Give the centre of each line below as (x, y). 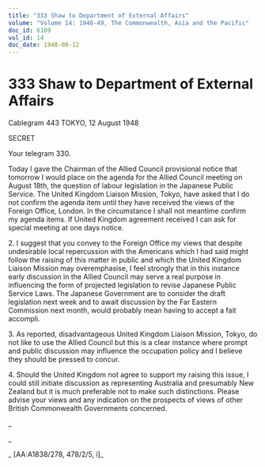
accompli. (24, 319)
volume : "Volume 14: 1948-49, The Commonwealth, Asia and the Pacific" (129, 23)
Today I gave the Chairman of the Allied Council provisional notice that (123, 169)
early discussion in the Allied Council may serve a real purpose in (115, 277)
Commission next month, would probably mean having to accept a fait (122, 310)
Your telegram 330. (40, 154)
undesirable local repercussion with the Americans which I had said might (129, 252)
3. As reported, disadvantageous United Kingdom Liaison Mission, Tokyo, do (133, 334)
